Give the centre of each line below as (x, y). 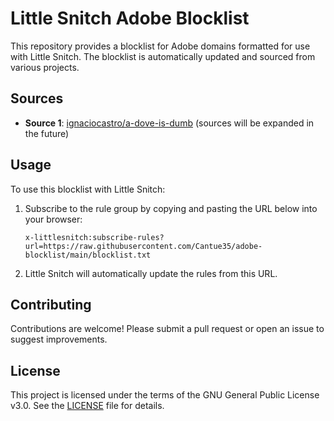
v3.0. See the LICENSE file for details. (87, 406)
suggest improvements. (59, 339)
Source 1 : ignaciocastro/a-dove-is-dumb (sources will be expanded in (169, 123)
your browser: (53, 219)
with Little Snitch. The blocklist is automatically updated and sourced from (163, 56)
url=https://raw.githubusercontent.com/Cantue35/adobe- (143, 246)
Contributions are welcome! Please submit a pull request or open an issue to (167, 329)
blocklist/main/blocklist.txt (88, 255)
